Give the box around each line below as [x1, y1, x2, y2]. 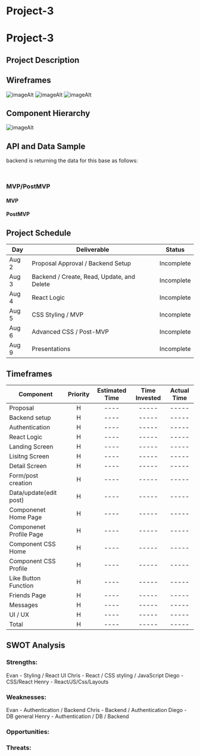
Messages [9, 601, 39, 609]
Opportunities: [6, 727, 49, 736]
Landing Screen [9, 442, 54, 450]
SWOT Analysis [6, 641, 65, 651]
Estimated [97, 386, 127, 394]
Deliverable [76, 246, 110, 254]
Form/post [9, 471, 39, 479]
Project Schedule [6, 228, 71, 238]
